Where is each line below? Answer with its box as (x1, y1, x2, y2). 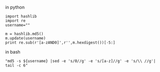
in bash (5, 49, 21, 54)
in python (5, 4, 25, 10)
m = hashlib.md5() (5, 31, 44, 36)
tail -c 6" (5, 63, 28, 68)
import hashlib (5, 14, 37, 19)
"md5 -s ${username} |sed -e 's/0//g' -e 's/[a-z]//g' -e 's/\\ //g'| (5, 58, 156, 63)
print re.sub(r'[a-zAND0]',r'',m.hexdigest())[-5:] (5, 40, 115, 45)
